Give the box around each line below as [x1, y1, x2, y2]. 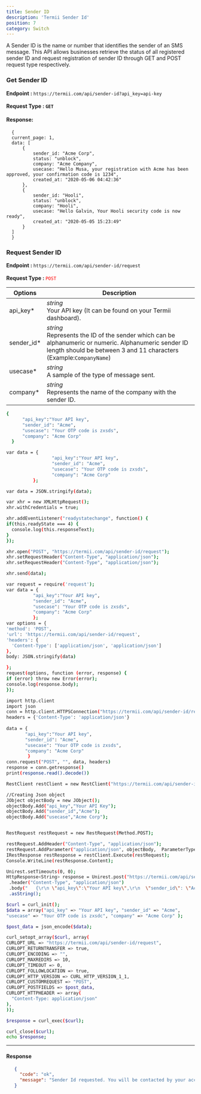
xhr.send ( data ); [6, 571, 47, 577]
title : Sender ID [6, 8, 50, 15]
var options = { [6, 620, 47, 626]
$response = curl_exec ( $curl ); [6, 1017, 84, 1024]
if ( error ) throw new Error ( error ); [6, 676, 98, 682]
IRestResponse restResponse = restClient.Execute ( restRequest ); [6, 852, 170, 858]
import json [6, 703, 36, 709]
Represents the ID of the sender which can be [47, 331, 175, 339]
